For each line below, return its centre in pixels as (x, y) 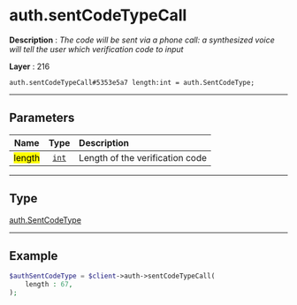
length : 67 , (49, 285)
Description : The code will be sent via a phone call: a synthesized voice (142, 40)
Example (34, 256)
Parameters (42, 118)
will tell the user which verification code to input (96, 49)
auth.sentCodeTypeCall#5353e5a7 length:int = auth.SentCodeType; (132, 82)
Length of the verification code (143, 157)
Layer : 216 (30, 66)
